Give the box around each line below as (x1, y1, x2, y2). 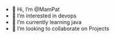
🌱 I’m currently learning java (11, 19, 82, 25)
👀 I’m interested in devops (11, 12, 77, 19)
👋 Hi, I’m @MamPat (11, 6, 60, 13)
